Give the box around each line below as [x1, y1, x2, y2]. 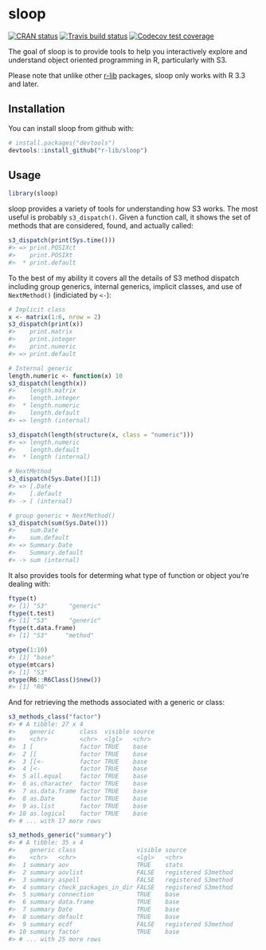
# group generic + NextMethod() [8, 512, 115, 520]
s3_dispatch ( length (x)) [8, 379, 88, 387]
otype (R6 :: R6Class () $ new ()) [8, 675, 102, 683]
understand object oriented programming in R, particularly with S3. [8, 55, 228, 65]
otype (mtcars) [8, 660, 56, 669]
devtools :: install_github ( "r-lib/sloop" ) [8, 146, 148, 154]
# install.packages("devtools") [8, 139, 115, 147]
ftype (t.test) [8, 609, 56, 617]
